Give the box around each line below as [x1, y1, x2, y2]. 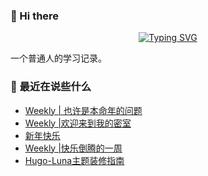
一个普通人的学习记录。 [10, 52, 107, 64]
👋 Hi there [10, 9, 60, 23]
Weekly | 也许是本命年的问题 [24, 104, 143, 116]
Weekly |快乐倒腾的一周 [24, 142, 123, 154]
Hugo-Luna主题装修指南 [24, 154, 125, 166]
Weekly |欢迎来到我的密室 [24, 117, 132, 129]
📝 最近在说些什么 [10, 80, 92, 94]
